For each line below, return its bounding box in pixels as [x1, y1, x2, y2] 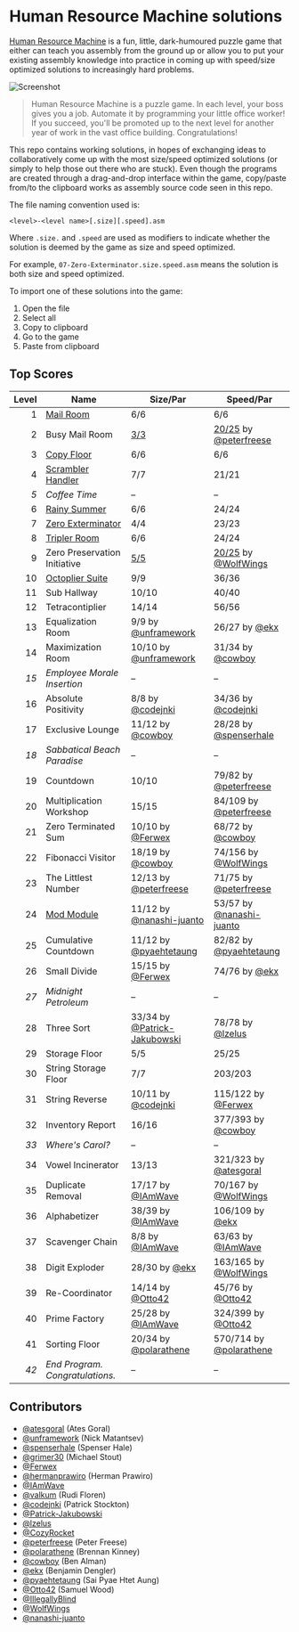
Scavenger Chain [45, 1236, 118, 1248]
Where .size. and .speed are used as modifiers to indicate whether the [9, 232, 271, 242]
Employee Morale [45, 666, 119, 679]
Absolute [45, 692, 84, 705]
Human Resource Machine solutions [9, 6, 283, 27]
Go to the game [21, 331, 80, 342]
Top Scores [9, 367, 74, 382]
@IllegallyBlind [21, 1593, 77, 1604]
